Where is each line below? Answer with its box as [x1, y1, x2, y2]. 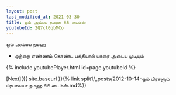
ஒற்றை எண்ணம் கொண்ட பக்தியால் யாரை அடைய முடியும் [14, 52, 144, 59]
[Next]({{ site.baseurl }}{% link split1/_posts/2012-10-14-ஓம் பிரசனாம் [6, 75, 170, 82]
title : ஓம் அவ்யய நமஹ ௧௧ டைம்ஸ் [6, 19, 86, 25]
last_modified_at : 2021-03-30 [6, 14, 80, 20]
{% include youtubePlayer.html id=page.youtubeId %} [6, 64, 136, 71]
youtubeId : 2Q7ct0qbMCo [6, 24, 64, 31]
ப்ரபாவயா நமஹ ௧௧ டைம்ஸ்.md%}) [6, 82, 87, 89]
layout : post [6, 8, 38, 15]
